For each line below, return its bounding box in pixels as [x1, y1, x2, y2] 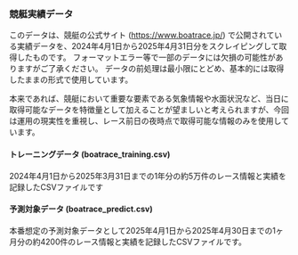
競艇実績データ [9, 7, 74, 20]
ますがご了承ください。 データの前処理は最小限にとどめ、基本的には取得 [16, 63, 285, 74]
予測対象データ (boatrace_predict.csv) [9, 203, 153, 215]
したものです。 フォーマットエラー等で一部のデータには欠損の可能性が [16, 52, 276, 63]
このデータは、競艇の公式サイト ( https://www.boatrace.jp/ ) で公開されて [9, 29, 275, 41]
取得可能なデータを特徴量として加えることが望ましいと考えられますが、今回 [9, 104, 289, 115]
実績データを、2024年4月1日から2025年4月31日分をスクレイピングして [16, 41, 279, 52]
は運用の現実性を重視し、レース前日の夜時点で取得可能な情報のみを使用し [9, 116, 282, 127]
